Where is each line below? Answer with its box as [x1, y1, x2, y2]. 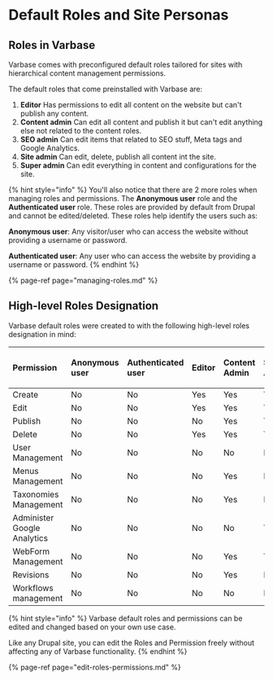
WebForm [12, 546, 50, 557]
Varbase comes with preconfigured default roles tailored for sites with [8, 59, 243, 69]
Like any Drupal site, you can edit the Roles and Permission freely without [8, 638, 254, 647]
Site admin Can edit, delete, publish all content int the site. [19, 152, 217, 161]
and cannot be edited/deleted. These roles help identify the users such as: [8, 211, 258, 221]
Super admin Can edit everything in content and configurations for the [19, 160, 258, 170]
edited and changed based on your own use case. [8, 621, 176, 632]
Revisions [12, 568, 50, 580]
